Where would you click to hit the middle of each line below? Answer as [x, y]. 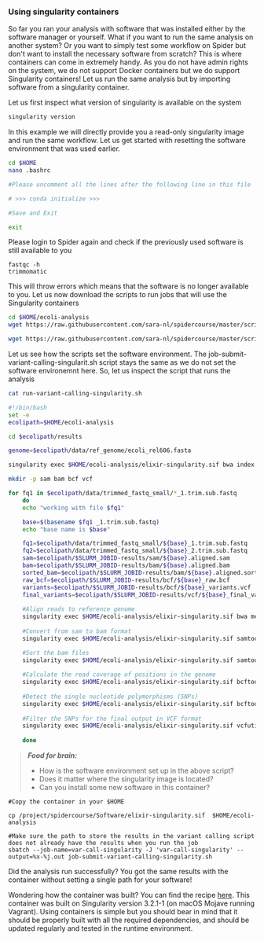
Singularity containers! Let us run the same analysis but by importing [119, 79]
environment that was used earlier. [64, 149]
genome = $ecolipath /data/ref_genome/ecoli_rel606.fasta [100, 450]
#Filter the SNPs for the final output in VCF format [112, 719]
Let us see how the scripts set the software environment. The [107, 354]
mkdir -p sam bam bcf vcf [50, 479]
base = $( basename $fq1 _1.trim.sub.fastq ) [91, 522]
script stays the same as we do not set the [167, 362]
